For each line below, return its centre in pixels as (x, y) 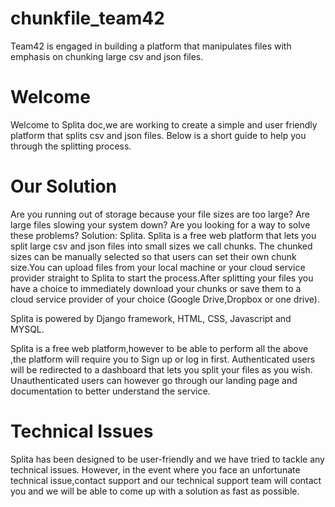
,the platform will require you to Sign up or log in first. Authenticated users (163, 359)
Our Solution (64, 186)
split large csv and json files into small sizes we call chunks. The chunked (161, 246)
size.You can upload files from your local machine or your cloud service (158, 267)
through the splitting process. (71, 146)
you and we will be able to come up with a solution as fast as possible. (155, 491)
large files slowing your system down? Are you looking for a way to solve (160, 224)
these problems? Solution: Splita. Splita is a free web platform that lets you (163, 235)
